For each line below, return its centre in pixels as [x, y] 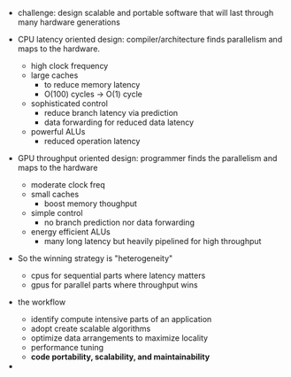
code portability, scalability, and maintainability [120, 357]
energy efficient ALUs [70, 232]
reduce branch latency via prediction [111, 113]
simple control [57, 213]
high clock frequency [69, 66]
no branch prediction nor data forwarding [119, 222]
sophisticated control [69, 104]
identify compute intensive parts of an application [121, 319]
